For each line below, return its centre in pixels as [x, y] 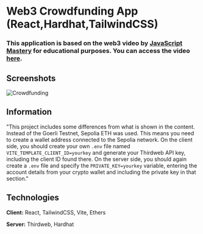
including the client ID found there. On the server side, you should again [97, 159]
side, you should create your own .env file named [68, 146]
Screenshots [31, 78]
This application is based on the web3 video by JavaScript [94, 43]
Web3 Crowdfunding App [72, 11]
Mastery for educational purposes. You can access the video [98, 51]
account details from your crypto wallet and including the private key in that [101, 172]
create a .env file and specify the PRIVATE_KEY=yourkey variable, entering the [102, 165]
